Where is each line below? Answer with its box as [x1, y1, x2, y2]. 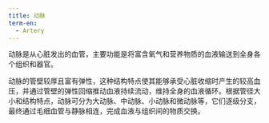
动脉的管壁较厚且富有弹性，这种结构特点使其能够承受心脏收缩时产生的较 [8, 77, 247, 86]
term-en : [8, 19, 38, 27]
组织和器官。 [14, 59, 58, 69]
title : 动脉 [8, 11, 46, 20]
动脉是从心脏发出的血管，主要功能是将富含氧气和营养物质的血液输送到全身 [8, 50, 254, 59]
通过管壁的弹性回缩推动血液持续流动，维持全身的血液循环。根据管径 [29, 86, 254, 96]
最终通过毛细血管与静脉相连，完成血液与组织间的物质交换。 [8, 106, 205, 116]
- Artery [15, 26, 45, 34]
